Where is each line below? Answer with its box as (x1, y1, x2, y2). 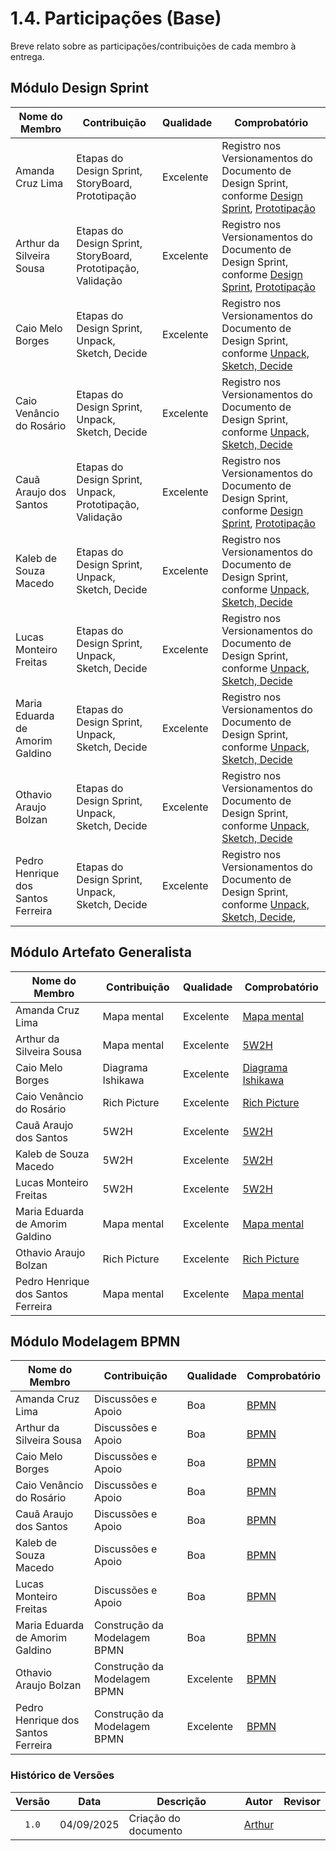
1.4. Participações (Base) (10, 7, 222, 30)
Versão (15, 1794, 51, 1808)
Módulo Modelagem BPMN (10, 1333, 181, 1350)
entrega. (10, 50, 45, 62)
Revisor (283, 1794, 321, 1808)
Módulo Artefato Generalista (10, 944, 192, 961)
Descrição (156, 1794, 207, 1808)
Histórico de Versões (10, 1768, 115, 1782)
